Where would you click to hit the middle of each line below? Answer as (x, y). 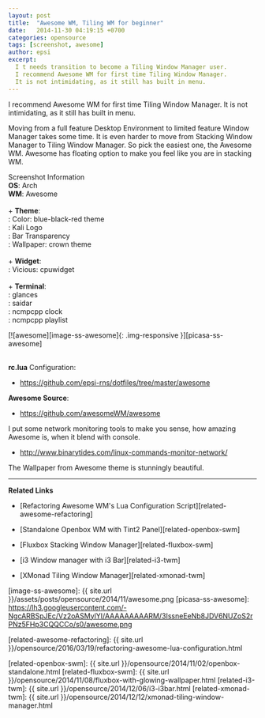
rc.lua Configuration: (42, 367)
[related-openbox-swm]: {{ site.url (64, 663)
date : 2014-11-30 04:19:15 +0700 (67, 30)
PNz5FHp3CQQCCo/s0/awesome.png (70, 624)
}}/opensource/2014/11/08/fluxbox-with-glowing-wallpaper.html (112, 680)
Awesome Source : (39, 398)
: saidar (21, 303)
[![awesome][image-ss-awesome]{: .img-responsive (93, 335)
